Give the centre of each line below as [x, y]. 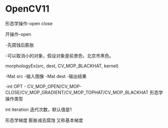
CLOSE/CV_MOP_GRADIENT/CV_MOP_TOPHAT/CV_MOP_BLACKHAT [77, 92]
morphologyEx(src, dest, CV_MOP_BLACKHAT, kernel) [62, 66]
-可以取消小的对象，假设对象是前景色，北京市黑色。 [59, 56]
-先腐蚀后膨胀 [20, 45]
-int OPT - [16, 86]
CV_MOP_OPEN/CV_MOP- [54, 86]
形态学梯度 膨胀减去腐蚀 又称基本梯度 [44, 120]
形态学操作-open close [29, 23]
